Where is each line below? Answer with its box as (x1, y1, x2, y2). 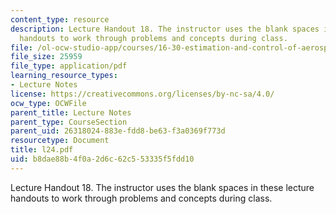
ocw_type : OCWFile (10, 98, 87, 108)
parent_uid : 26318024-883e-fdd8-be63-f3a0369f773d (10, 126, 226, 136)
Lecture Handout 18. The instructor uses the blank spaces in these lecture (10, 181, 315, 193)
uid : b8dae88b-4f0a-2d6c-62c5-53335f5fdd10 (10, 154, 195, 164)
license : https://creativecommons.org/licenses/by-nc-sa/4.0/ (10, 89, 275, 99)
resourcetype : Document (10, 136, 110, 146)
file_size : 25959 (10, 52, 83, 62)
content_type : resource (10, 14, 110, 25)
